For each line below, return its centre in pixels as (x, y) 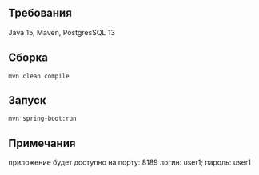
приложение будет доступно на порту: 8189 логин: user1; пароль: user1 (130, 162)
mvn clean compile (39, 76)
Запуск (27, 100)
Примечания (42, 143)
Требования (40, 13)
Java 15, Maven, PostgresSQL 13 (62, 32)
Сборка (28, 58)
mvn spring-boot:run (43, 119)
